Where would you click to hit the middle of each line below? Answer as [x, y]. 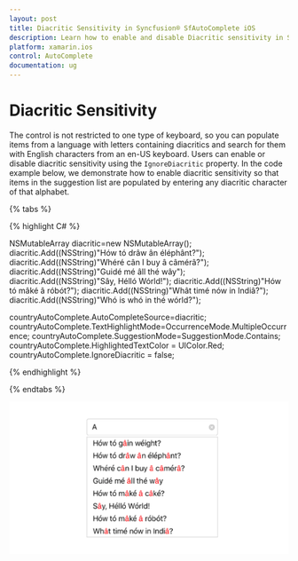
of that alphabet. [39, 192]
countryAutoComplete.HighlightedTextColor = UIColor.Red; [117, 345]
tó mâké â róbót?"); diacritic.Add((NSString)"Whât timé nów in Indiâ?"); [139, 290]
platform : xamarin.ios [51, 47]
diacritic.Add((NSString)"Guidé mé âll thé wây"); [98, 272]
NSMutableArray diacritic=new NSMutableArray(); [101, 243]
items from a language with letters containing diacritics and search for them [148, 144]
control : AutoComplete [51, 56]
